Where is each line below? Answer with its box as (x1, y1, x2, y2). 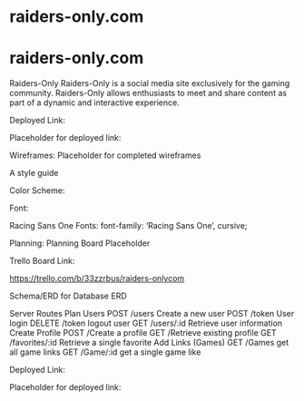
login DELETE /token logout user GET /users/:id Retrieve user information (9, 318, 283, 328)
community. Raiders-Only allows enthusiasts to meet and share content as (9, 88, 288, 99)
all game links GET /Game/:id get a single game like (9, 347, 201, 357)
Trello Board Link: (9, 256, 75, 267)
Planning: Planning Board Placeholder (9, 238, 151, 249)
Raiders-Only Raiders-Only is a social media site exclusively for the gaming (9, 78, 290, 89)
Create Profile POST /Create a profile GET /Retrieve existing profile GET (9, 328, 277, 338)
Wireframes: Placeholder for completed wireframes (9, 150, 201, 161)
